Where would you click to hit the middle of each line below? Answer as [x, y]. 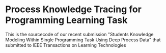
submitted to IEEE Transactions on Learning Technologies [66, 45]
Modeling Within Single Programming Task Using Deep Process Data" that [83, 40]
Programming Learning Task [66, 20]
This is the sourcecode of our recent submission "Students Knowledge [79, 34]
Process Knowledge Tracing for [73, 9]
